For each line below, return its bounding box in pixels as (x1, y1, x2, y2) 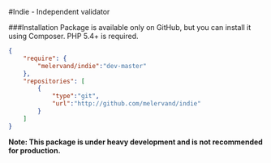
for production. (8, 145, 61, 155)
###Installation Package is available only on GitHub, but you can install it (8, 23, 252, 32)
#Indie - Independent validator (8, 7, 110, 16)
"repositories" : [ (23, 77, 85, 85)
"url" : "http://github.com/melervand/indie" (51, 100, 201, 108)
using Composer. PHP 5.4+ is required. (8, 32, 140, 41)
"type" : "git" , (51, 92, 100, 101)
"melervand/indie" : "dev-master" (37, 62, 148, 70)
